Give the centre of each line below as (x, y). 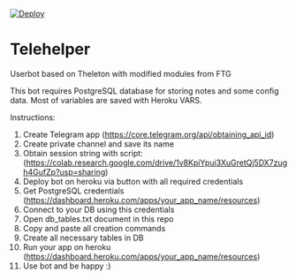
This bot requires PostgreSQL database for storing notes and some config (144, 91)
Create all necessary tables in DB (83, 238)
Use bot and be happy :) (67, 266)
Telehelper (50, 49)
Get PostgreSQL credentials (73, 191)
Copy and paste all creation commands (94, 228)
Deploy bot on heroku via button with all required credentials (133, 181)
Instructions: (33, 117)
